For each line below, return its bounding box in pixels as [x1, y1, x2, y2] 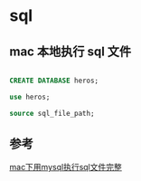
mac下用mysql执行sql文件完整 [9, 162, 122, 173]
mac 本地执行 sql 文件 [9, 43, 132, 59]
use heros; [9, 92, 51, 101]
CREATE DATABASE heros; [9, 76, 99, 85]
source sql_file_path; [9, 109, 95, 118]
